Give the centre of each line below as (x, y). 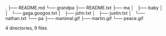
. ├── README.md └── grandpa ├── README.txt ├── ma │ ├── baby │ (84, 8)
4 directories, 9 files (26, 28)
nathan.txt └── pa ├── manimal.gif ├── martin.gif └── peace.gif (74, 18)
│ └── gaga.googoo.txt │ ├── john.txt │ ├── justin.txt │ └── (75, 13)
